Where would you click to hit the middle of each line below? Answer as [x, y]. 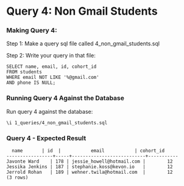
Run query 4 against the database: [50, 111]
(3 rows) [17, 178]
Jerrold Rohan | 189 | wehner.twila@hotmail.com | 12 [90, 173]
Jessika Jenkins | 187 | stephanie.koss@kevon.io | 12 [90, 167]
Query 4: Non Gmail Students [82, 11]
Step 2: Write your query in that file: [51, 56]
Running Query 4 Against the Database [65, 98]
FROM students [24, 72]
